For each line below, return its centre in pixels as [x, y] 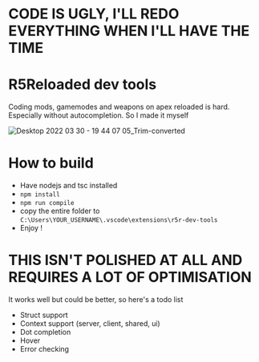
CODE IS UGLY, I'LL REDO [94, 14]
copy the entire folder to [60, 211]
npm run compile [47, 203]
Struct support [44, 315]
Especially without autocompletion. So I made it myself [99, 115]
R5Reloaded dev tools [83, 84]
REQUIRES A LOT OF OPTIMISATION [130, 278]
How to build [51, 163]
